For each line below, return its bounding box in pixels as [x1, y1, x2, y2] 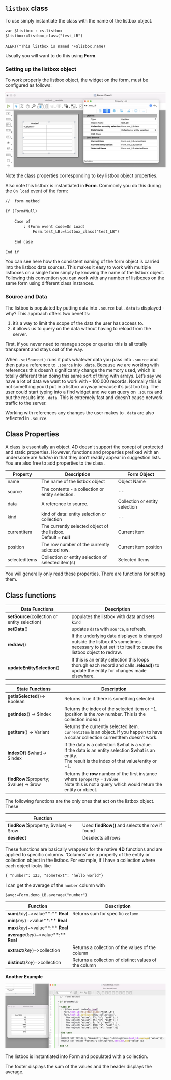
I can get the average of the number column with [5, 882, 105, 888]
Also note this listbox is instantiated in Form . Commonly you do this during [5, 183, 161, 189]
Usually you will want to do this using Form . [5, 52, 97, 58]
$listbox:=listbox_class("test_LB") [5, 33, 83, 38]
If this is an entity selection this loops [71, 656, 149, 663]
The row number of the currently [41, 541, 109, 547]
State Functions [16, 686, 51, 692]
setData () [7, 626, 28, 632]
